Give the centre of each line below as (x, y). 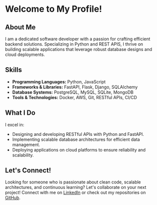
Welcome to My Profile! (54, 9)
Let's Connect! (28, 170)
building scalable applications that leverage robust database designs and (79, 49)
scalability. (23, 155)
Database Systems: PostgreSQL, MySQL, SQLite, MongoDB (73, 92)
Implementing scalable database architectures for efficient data (76, 139)
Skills (13, 70)
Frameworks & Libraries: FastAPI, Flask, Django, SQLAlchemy (75, 87)
